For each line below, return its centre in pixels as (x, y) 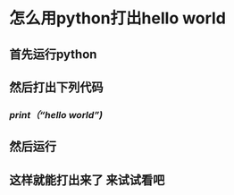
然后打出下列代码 (56, 87)
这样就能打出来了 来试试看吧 (87, 180)
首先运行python (53, 54)
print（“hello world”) (56, 114)
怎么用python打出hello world (117, 18)
